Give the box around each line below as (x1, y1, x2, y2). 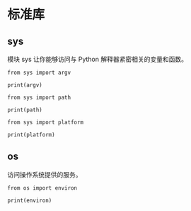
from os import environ (7, 184, 78, 192)
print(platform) (7, 131, 55, 139)
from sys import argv (7, 69, 71, 76)
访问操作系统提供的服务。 (7, 170, 82, 178)
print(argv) (7, 82, 42, 89)
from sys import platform (7, 119, 83, 126)
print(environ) (7, 197, 52, 204)
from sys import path (7, 94, 71, 101)
